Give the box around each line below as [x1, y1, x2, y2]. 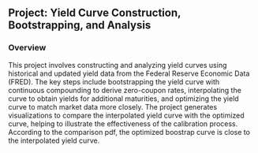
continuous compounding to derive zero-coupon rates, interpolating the [8, 85, 242, 95]
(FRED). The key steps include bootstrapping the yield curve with [8, 76, 220, 86]
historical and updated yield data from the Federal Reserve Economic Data [8, 69, 250, 78]
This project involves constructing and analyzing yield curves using [8, 60, 227, 69]
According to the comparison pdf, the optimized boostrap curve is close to [8, 127, 251, 136]
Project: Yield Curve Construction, [8, 6, 181, 20]
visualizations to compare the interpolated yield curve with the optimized [8, 110, 245, 120]
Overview [8, 43, 47, 54]
